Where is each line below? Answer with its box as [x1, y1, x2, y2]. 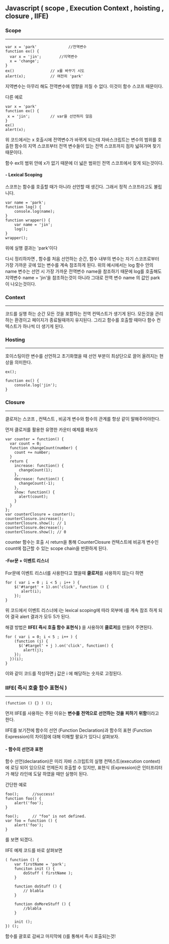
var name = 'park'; [5, 200, 46, 205]
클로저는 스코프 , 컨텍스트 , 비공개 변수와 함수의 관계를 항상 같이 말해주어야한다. [5, 415, 161, 421]
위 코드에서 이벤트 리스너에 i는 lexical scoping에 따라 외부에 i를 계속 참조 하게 [5, 607, 157, 613]
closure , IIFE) [5, 12, 49, 21]
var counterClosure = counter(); [5, 511, 75, 517]
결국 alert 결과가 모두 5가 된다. [10, 613, 71, 620]
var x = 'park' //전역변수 [5, 44, 87, 50]
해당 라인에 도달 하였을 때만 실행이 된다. [10, 771, 89, 777]
